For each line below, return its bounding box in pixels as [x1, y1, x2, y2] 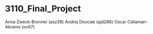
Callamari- [127, 19, 148, 25]
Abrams [5, 24, 21, 29]
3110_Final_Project [5, 3, 81, 14]
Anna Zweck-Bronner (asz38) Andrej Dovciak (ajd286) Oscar [5, 19, 126, 25]
